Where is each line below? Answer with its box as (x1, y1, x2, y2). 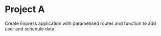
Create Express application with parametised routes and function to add (5, 20, 156, 26)
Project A (5, 4, 45, 15)
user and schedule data (5, 25, 55, 31)
